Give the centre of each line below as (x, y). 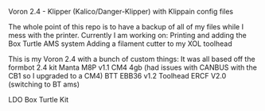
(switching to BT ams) (44, 84)
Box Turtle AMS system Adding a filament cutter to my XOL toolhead (120, 44)
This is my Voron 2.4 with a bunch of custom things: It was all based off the (132, 59)
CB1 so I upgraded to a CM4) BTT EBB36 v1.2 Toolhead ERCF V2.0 (117, 76)
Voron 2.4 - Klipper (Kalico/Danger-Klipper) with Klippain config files (121, 11)
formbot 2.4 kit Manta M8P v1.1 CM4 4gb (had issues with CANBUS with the (132, 67)
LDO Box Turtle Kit (39, 100)
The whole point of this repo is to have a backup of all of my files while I (126, 27)
